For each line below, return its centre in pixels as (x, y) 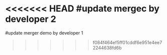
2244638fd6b (107, 48)
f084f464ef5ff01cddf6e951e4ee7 (128, 42)
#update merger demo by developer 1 (44, 33)
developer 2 (31, 19)
